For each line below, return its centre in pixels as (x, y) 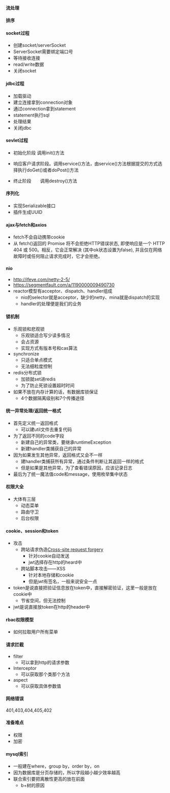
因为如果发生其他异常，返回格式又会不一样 (58, 455)
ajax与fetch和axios (26, 225)
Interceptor (25, 668)
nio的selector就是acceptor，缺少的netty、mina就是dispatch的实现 (90, 297)
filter (18, 656)
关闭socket (25, 71)
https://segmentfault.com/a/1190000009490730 (64, 285)
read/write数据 (29, 64)
